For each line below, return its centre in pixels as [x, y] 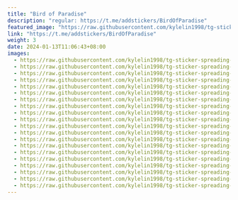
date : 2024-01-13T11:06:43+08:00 [57, 47]
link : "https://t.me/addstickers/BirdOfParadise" [82, 34]
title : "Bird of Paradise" [47, 14]
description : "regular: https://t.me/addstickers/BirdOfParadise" [107, 21]
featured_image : [31, 27]
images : [19, 54]
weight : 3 [22, 40]
